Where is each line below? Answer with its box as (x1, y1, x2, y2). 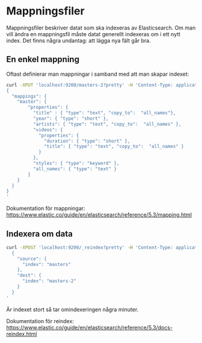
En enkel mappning (6, 54, 80, 64)
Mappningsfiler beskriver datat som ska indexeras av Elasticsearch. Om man (6, 24, 196, 31)
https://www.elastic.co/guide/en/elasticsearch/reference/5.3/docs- (6, 324, 173, 331)
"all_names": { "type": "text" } (32, 165, 117, 172)
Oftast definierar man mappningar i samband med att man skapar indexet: (6, 70, 189, 78)
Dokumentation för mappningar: (6, 205, 85, 212)
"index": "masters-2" (22, 278, 77, 284)
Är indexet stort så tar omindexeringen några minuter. (6, 306, 139, 313)
